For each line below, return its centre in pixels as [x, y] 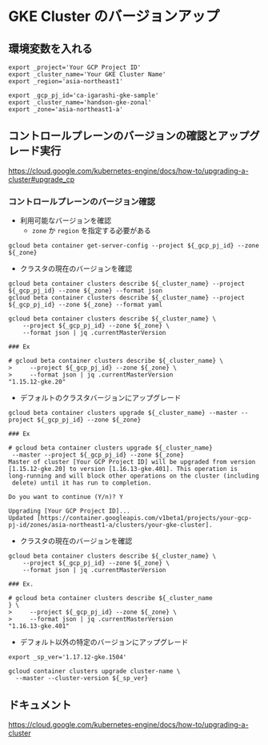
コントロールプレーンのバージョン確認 [82, 201]
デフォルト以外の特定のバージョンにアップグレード [104, 642]
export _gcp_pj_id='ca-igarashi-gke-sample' [84, 95]
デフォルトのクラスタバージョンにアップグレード [100, 398]
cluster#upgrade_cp [42, 179]
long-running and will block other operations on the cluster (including [134, 476]
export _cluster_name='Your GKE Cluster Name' [87, 74]
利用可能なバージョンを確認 [66, 220]
